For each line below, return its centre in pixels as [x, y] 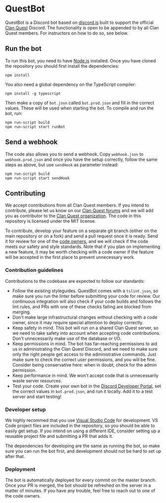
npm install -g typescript [33, 93]
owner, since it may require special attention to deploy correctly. [78, 322]
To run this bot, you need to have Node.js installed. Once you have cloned [81, 61]
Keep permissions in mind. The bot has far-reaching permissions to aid [85, 344]
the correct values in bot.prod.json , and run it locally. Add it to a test [82, 391]
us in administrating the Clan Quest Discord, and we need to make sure [85, 349]
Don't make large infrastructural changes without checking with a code [85, 317]
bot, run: [14, 113]
